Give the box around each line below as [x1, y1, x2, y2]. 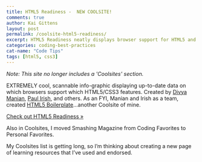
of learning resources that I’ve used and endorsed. [6, 149, 133, 156]
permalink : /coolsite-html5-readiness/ [6, 31, 107, 37]
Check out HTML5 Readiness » [6, 113, 83, 120]
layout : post [6, 25, 39, 32]
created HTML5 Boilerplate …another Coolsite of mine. [6, 101, 141, 108]
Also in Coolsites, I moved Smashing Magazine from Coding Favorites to [6, 124, 186, 131]
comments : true [6, 14, 45, 20]
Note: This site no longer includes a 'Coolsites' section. [6, 70, 144, 77]
